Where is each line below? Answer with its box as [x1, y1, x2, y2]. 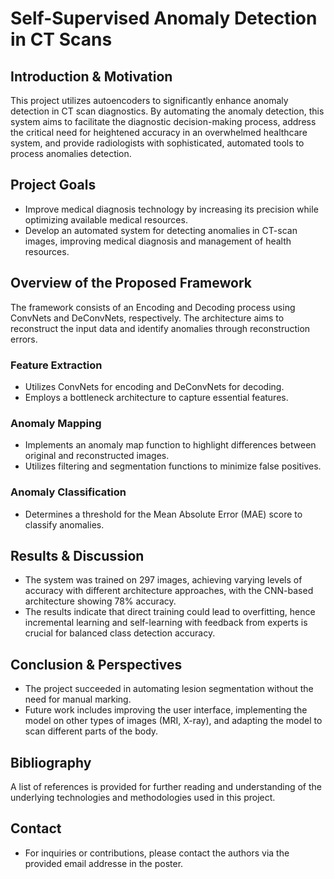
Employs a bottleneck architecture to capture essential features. [24, 391, 289, 403]
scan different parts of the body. [24, 725, 159, 737]
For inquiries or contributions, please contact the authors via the [24, 847, 290, 859]
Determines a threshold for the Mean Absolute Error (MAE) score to [24, 508, 303, 520]
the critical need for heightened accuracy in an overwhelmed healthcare [10, 127, 308, 138]
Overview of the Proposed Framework [10, 275, 253, 292]
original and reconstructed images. [24, 450, 170, 462]
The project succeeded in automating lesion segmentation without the [24, 683, 314, 695]
